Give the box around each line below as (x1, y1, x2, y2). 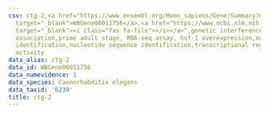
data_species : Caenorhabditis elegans (8, 78, 138, 86)
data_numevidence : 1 (8, 71, 78, 79)
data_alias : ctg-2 (8, 56, 70, 64)
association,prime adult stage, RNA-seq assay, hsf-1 (15, 33, 199, 42)
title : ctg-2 (8, 93, 52, 101)
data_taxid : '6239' (8, 85, 74, 94)
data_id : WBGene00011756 (8, 64, 91, 72)
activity (15, 49, 45, 56)
